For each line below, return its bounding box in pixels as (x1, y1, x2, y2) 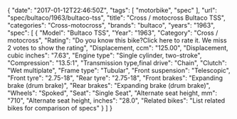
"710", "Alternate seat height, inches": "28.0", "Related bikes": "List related (7, 96, 226, 105)
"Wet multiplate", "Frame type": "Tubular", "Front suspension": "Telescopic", (7, 67, 231, 74)
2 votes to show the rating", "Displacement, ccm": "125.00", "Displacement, (7, 44, 229, 52)
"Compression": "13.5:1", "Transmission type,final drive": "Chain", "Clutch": (7, 59, 227, 67)
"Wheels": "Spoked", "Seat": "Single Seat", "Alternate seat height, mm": (7, 89, 217, 97)
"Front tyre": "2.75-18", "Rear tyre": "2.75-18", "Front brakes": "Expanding (7, 74, 223, 82)
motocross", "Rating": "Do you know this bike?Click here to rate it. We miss (7, 36, 227, 45)
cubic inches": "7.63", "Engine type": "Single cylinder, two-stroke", (7, 51, 202, 59)
